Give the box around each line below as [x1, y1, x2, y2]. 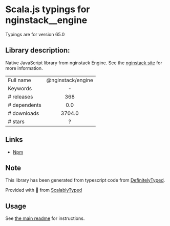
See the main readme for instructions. [5, 215, 85, 221]
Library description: [5, 46, 70, 55]
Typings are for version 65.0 [5, 31, 65, 37]
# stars [8, 118, 25, 125]
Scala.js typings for [5, 4, 90, 15]
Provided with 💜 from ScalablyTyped [5, 187, 82, 193]
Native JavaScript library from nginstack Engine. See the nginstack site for [5, 60, 162, 66]
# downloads [8, 110, 39, 117]
